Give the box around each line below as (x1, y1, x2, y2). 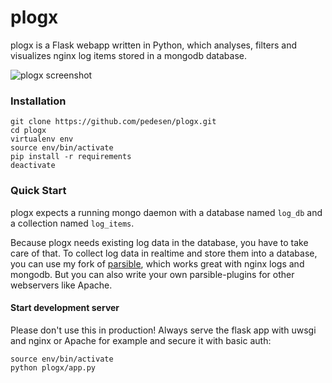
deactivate (10, 161, 56, 171)
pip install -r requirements (10, 152, 132, 162)
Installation (10, 94, 67, 108)
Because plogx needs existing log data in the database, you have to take (10, 236, 309, 248)
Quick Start (10, 184, 67, 198)
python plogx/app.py (10, 362, 97, 373)
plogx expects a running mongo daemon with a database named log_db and (10, 206, 323, 218)
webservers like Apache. (10, 279, 113, 291)
